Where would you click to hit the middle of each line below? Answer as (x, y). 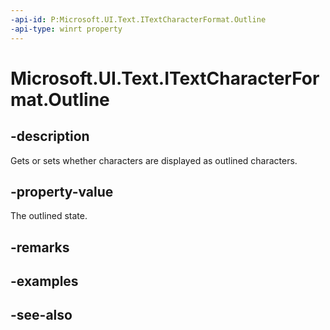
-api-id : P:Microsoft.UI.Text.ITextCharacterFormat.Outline (138, 19)
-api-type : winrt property (66, 29)
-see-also (41, 315)
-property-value (62, 191)
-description (50, 136)
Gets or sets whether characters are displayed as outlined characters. (154, 160)
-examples (44, 281)
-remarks (40, 247)
